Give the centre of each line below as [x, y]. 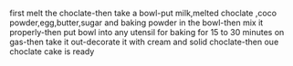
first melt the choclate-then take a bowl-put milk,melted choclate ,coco [143, 13]
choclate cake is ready [52, 52]
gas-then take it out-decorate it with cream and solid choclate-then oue [144, 42]
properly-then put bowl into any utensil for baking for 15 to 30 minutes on [147, 32]
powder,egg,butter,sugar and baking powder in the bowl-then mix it [136, 23]
